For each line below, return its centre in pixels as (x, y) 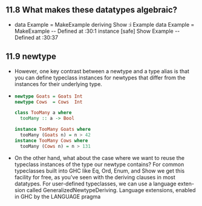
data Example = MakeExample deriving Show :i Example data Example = (104, 24)
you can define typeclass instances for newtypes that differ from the (100, 78)
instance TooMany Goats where (53, 130)
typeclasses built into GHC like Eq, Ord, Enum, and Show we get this (99, 171)
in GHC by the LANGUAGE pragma (57, 196)
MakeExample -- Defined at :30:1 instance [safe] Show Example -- (97, 31)
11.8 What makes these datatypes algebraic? (92, 10)
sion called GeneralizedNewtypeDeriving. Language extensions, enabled (105, 190)
